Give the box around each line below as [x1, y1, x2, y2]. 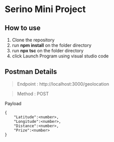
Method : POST [17, 91, 49, 97]
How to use [5, 24, 41, 32]
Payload [5, 100, 22, 106]
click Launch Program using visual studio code [12, 53, 109, 59]
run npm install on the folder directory [12, 42, 91, 48]
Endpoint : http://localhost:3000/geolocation [17, 81, 109, 87]
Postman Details [5, 67, 57, 76]
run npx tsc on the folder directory [12, 48, 84, 53]
